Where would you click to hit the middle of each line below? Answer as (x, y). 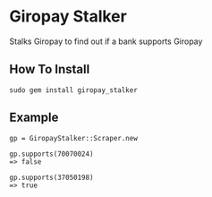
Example (34, 118)
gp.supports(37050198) (51, 177)
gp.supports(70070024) (51, 154)
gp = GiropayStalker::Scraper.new (74, 138)
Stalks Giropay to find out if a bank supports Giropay (106, 41)
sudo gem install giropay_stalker (74, 90)
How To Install (50, 69)
